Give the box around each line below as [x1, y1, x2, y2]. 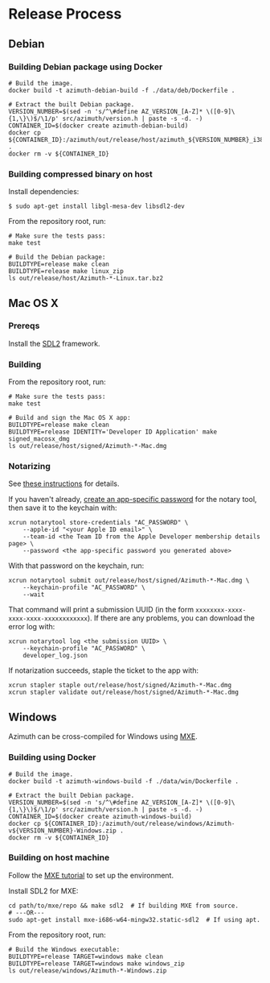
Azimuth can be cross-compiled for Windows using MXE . [8, 732, 198, 741]
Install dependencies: [8, 187, 80, 197]
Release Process [8, 5, 122, 23]
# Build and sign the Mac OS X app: [8, 414, 131, 422]
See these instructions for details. [8, 479, 120, 488]
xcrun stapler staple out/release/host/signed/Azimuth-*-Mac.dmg [8, 682, 231, 690]
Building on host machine [8, 852, 110, 863]
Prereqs [8, 320, 40, 331]
